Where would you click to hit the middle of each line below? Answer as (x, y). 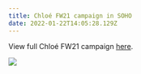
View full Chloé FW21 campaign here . (71, 46)
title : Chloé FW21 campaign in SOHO (70, 16)
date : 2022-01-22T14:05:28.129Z (63, 23)
